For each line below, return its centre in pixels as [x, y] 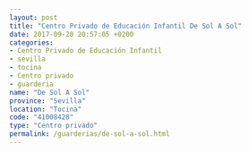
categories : [31, 42]
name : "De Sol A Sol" [50, 92]
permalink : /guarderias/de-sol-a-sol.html [90, 134]
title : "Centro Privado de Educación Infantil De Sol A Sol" [126, 26]
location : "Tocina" [46, 109]
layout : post [34, 17]
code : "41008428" [42, 117]
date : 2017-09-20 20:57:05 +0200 [72, 34]
